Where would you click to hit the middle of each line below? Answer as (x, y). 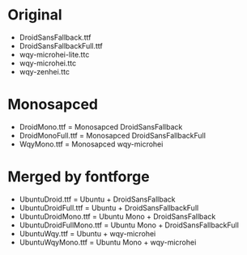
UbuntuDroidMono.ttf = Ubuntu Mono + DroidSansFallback (117, 216)
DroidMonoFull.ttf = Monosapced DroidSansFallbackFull (112, 135)
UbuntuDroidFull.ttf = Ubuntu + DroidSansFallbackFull (109, 207)
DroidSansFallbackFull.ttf (61, 45)
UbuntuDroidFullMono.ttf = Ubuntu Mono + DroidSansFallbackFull (129, 225)
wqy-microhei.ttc (48, 63)
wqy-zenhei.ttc (45, 71)
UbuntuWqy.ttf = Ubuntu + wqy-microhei (87, 233)
